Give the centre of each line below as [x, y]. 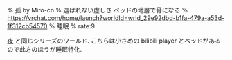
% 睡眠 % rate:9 [72, 26]
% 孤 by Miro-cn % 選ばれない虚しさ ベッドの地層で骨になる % [98, 10]
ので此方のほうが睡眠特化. [45, 49]
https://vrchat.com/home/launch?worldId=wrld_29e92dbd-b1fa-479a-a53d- [116, 18]
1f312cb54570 [27, 26]
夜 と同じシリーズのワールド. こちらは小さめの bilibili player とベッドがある [114, 41]
